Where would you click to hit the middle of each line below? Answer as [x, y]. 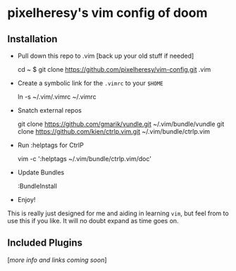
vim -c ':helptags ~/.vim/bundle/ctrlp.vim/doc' [84, 159]
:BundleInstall [37, 186]
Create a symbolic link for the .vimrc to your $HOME [90, 83]
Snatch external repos [50, 110]
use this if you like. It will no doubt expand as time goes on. [93, 221]
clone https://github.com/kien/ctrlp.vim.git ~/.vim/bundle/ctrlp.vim [113, 131]
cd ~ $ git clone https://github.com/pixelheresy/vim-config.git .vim [114, 69]
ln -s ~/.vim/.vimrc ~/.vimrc [57, 97]
